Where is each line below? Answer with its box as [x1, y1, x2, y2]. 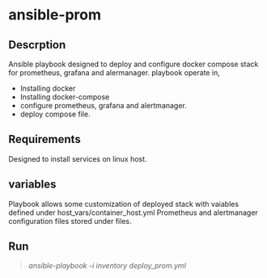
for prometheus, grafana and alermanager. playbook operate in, [8, 68, 221, 78]
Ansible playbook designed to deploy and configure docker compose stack [8, 59, 259, 69]
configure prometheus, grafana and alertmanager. [19, 101, 188, 110]
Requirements [8, 133, 81, 146]
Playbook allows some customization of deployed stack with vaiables [8, 199, 239, 208]
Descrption [8, 38, 66, 52]
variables [8, 178, 57, 192]
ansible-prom [8, 6, 102, 24]
